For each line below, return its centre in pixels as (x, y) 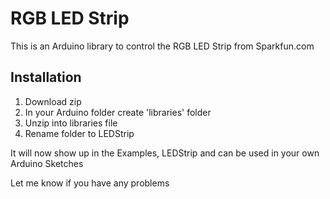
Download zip (53, 101)
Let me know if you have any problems (90, 183)
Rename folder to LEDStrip (79, 133)
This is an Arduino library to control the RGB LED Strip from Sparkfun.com (162, 46)
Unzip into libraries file (71, 123)
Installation (46, 77)
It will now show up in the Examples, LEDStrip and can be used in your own (165, 153)
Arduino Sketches (47, 163)
